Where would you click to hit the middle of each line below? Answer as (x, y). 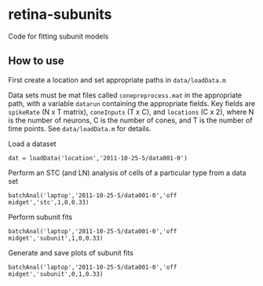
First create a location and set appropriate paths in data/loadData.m (117, 79)
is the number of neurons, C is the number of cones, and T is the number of (130, 120)
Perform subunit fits (40, 217)
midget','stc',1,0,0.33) (49, 202)
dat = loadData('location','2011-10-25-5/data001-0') (98, 158)
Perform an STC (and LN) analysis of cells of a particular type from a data (127, 172)
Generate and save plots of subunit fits (71, 252)
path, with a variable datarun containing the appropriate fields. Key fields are (132, 103)
